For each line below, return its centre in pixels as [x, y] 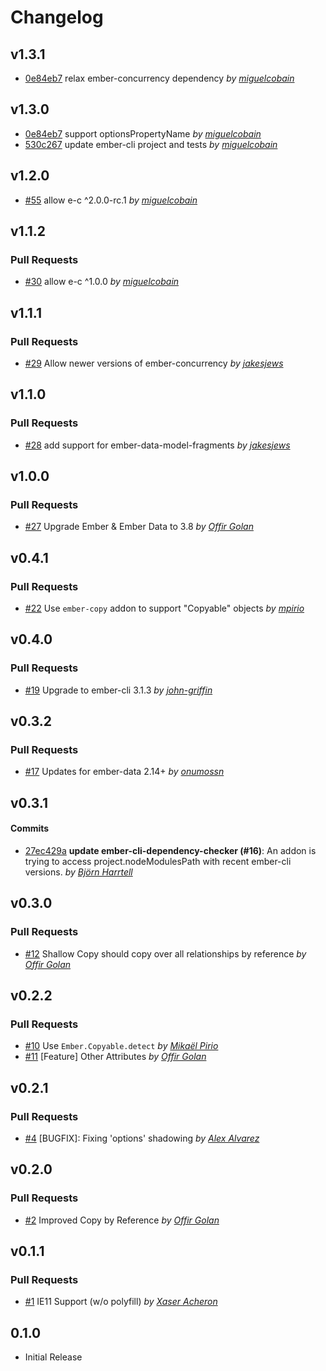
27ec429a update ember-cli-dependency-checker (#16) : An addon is [170, 851]
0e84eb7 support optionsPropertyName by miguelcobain [143, 133]
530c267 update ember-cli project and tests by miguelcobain [151, 144]
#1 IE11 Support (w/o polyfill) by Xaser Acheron [121, 1302]
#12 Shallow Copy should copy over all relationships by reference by [165, 953]
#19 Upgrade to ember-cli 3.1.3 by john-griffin [118, 690]
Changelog [57, 17]
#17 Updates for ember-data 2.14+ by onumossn [124, 772]
